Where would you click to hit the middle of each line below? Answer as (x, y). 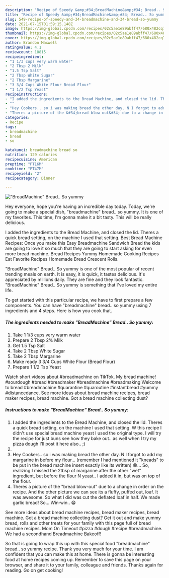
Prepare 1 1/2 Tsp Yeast (37, 367)
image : (12, 29)
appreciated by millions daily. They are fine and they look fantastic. (74, 279)
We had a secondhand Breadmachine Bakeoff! (53, 534)
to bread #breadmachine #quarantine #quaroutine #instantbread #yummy (82, 388)
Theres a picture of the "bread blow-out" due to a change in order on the (88, 487)
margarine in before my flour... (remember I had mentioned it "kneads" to (88, 460)
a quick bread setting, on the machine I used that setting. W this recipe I (87, 428)
